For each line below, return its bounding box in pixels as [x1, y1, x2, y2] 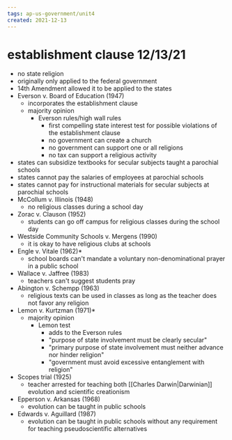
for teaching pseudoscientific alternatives [27, 425, 148, 433]
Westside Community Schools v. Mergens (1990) [17, 233, 158, 241]
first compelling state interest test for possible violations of [48, 121, 217, 129]
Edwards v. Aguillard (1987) [17, 410, 96, 418]
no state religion [17, 70, 64, 78]
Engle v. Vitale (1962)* [17, 247, 82, 256]
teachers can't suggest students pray [27, 276, 136, 285]
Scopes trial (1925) [17, 373, 72, 382]
